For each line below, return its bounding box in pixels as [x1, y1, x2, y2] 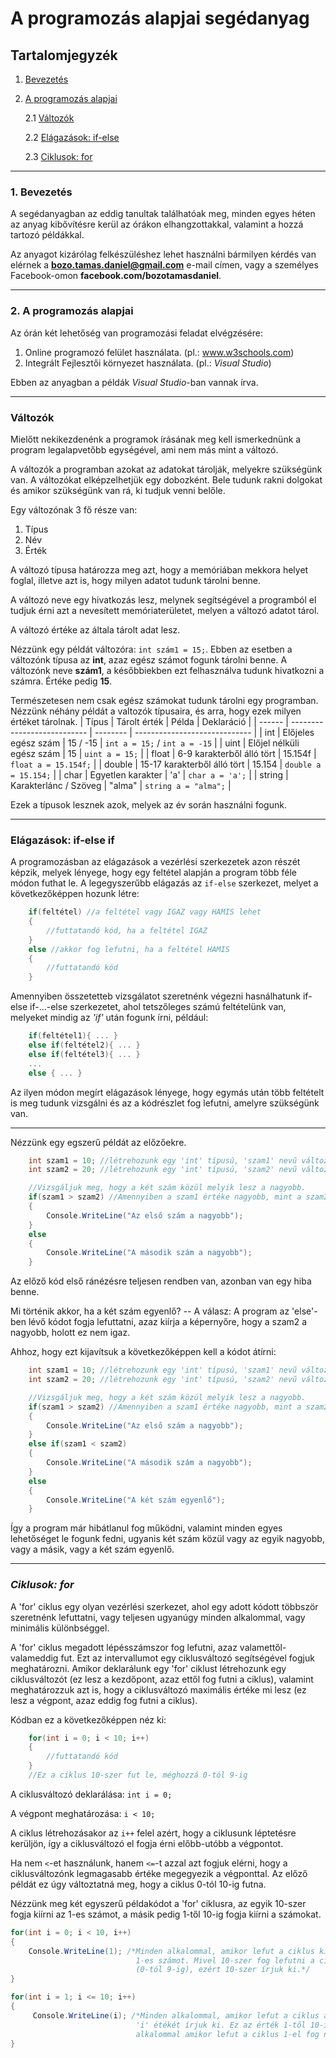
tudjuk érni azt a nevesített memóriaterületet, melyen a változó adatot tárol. [10, 604, 320, 616]
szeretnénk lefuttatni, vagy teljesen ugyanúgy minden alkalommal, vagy [10, 1611, 306, 1623]
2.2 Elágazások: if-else [24, 132, 120, 143]
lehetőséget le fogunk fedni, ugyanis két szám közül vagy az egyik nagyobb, [10, 1533, 325, 1545]
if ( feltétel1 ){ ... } [28, 1031, 118, 1041]
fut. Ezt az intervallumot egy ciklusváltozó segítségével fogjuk [60, 1652, 315, 1664]
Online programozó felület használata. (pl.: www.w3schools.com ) [24, 346, 295, 358]
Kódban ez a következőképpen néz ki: [10, 1713, 167, 1726]
